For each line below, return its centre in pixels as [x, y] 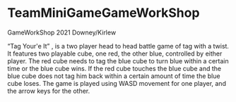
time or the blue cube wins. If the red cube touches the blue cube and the [114, 68]
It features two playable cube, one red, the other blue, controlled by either [115, 53]
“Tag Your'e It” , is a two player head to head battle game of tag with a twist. [118, 46]
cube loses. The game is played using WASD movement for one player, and [117, 83]
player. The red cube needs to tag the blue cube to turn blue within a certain [118, 60]
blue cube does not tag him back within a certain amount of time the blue [114, 76]
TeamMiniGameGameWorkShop [104, 13]
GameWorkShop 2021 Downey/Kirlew [62, 32]
